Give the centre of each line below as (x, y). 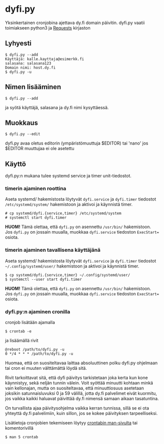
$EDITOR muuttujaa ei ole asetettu (40, 148)
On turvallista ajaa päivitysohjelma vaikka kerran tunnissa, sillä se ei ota (77, 408)
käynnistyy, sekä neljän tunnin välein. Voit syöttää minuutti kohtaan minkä (79, 383)
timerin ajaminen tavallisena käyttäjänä (53, 250)
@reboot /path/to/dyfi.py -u (35, 350)
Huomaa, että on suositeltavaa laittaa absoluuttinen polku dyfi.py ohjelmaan (82, 363)
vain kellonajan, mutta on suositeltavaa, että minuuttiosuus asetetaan (75, 388)
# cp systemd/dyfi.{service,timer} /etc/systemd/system (63, 213)
